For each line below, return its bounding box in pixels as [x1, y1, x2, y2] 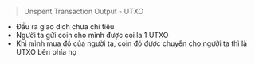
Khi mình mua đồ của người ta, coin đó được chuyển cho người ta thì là [15, 39, 248, 48]
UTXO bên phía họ [15, 47, 77, 56]
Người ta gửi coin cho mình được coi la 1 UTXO [15, 31, 169, 40]
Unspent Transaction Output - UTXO [23, 7, 144, 16]
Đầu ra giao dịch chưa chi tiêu [15, 22, 115, 31]
